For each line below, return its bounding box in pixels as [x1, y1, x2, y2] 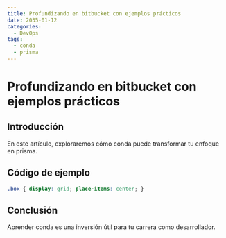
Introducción [7, 121, 64, 133]
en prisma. [7, 146, 38, 155]
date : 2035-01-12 [7, 17, 58, 24]
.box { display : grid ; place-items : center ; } [7, 185, 144, 192]
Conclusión [7, 204, 58, 216]
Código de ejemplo [7, 167, 90, 179]
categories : [7, 23, 42, 30]
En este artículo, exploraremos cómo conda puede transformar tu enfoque [7, 139, 220, 148]
